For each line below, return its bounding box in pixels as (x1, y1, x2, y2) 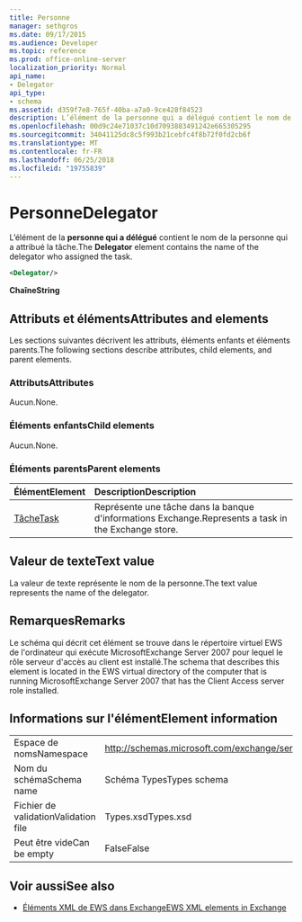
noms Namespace (13, 747, 88, 760)
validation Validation (13, 810, 96, 823)
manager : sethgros (9, 22, 78, 31)
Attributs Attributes (9, 376, 94, 389)
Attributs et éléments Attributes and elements (9, 311, 269, 327)
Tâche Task (13, 512, 60, 524)
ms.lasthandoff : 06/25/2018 (9, 155, 115, 165)
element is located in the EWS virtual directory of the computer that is (9, 666, 268, 676)
